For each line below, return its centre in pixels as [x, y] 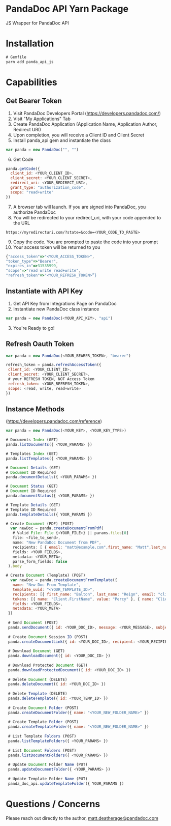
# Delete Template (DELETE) [38, 694]
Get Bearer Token [34, 101]
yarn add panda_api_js [30, 62]
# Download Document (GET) [37, 651]
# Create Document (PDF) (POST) [40, 524]
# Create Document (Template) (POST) [46, 576]
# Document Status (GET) [32, 487]
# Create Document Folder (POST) [43, 708]
